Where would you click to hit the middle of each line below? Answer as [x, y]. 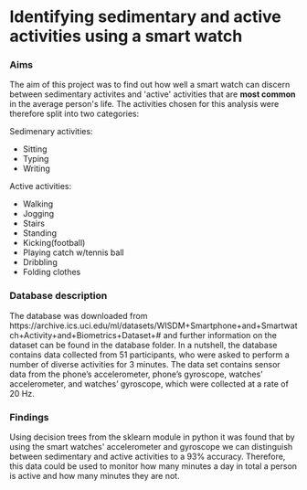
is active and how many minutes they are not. [95, 476]
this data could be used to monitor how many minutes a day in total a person [153, 466]
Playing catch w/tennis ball [74, 252]
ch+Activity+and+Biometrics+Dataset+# [85, 335]
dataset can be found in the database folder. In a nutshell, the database [143, 345]
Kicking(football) [54, 243]
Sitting [35, 149]
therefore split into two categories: [74, 114]
